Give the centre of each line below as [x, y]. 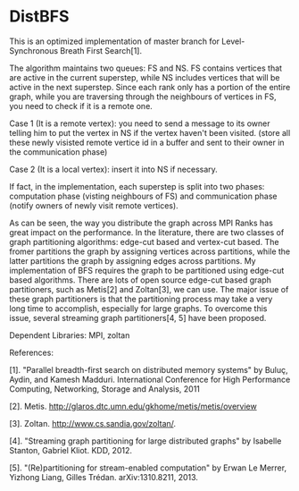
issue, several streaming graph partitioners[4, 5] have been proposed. [138, 317]
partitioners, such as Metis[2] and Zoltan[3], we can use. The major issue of [149, 289]
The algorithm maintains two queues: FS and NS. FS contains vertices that [146, 68]
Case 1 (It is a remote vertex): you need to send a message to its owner [140, 123]
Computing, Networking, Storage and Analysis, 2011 [105, 389]
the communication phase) [58, 152]
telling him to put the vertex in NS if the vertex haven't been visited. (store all [150, 132]
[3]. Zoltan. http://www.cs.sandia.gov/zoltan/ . [93, 423]
